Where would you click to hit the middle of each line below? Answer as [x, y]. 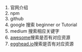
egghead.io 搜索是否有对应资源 [42, 44]
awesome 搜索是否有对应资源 [40, 37]
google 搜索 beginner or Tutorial [44, 25]
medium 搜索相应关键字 [35, 31]
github [17, 19]
